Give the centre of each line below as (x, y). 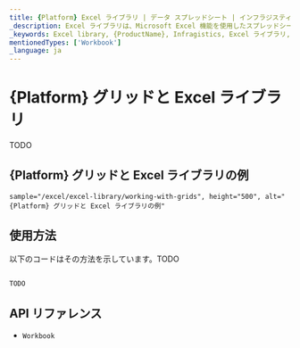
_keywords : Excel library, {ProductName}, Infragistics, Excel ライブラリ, (150, 34)
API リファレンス (56, 313)
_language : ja (36, 51)
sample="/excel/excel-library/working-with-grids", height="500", (135, 196)
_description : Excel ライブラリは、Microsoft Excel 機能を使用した (128, 26)
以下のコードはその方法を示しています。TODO (95, 259)
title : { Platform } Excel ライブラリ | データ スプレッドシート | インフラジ (141, 17)
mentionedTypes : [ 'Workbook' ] (66, 42)
